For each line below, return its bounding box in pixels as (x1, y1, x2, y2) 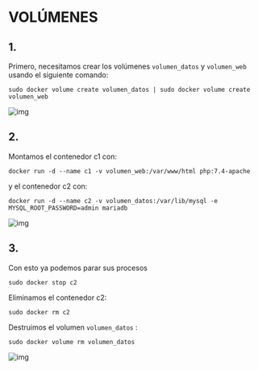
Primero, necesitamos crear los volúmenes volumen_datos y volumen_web (8, 61, 248, 71)
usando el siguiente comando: (8, 70, 109, 80)
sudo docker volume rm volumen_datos (8, 338, 135, 346)
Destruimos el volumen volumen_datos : (8, 322, 139, 332)
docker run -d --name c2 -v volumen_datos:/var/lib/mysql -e (8, 197, 218, 205)
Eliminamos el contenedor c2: (8, 293, 107, 302)
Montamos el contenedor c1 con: (8, 152, 118, 161)
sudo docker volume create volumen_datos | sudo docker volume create (8, 85, 251, 94)
